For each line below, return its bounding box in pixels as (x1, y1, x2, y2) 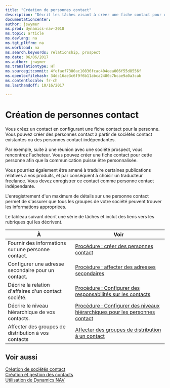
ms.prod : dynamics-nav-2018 (5, 26, 65, 31)
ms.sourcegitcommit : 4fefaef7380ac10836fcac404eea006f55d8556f (5, 69, 142, 74)
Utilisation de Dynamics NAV (5, 377, 65, 383)
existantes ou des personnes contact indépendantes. (5, 136, 116, 142)
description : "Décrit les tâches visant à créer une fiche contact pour (5, 12, 162, 17)
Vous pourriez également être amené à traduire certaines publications (5, 167, 151, 173)
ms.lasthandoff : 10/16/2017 (5, 83, 65, 88)
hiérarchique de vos (8, 308, 55, 316)
